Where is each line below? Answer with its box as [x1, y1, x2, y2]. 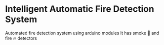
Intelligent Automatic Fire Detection [5, 3, 155, 15]
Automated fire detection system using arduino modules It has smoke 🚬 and [5, 30, 160, 36]
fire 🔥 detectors [5, 35, 37, 41]
